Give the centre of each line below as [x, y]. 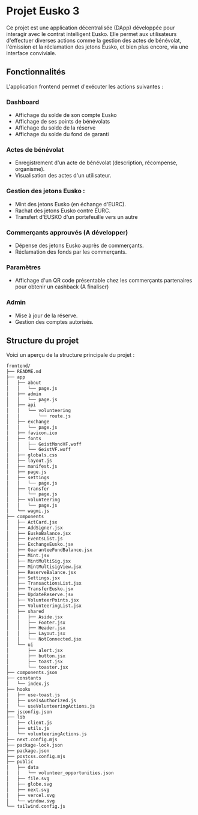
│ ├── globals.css [32, 455]
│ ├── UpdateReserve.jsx [40, 595]
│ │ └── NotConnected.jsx [44, 639]
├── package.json [28, 751]
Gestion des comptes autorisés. [54, 321]
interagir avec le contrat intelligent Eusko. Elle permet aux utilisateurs [91, 34]
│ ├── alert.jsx [34, 650]
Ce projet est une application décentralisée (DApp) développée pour [91, 28]
